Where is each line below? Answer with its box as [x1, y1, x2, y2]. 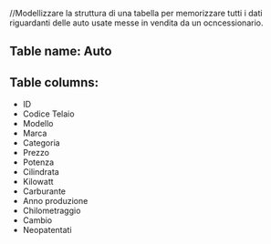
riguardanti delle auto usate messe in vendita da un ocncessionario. [9, 17, 264, 28]
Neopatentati [22, 225, 72, 236]
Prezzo [22, 147, 50, 158]
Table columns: [9, 75, 99, 90]
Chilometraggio [22, 205, 81, 217]
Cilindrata [22, 167, 59, 178]
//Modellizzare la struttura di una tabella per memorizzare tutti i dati [9, 8, 263, 18]
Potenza [22, 157, 55, 168]
